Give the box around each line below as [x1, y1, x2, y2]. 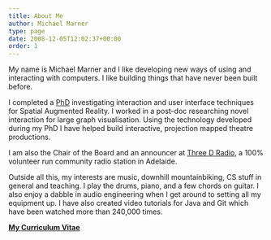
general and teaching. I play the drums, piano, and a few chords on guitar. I [8, 181, 260, 191]
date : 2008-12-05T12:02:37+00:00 [8, 34, 122, 43]
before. [8, 82, 33, 92]
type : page [8, 27, 45, 35]
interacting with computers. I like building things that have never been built [8, 73, 258, 83]
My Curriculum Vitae [8, 223, 80, 233]
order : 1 [8, 42, 38, 50]
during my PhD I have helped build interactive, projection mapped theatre [8, 124, 254, 133]
